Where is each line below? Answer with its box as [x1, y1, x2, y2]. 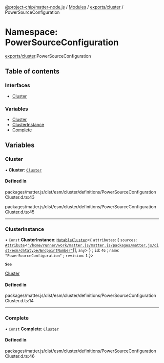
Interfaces [5, 82, 30, 89]
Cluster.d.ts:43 [5, 194, 35, 200]
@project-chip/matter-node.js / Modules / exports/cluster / [5, 4, 123, 10]
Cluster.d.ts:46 [5, 353, 35, 359]
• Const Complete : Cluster [5, 326, 59, 332]
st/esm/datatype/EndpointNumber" [5, 248, 73, 253]
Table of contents [5, 67, 60, 75]
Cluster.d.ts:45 [5, 209, 35, 215]
